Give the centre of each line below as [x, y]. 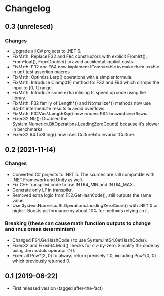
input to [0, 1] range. [33, 87]
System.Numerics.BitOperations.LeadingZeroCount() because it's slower [85, 124]
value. [18, 200]
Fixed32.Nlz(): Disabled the [40, 118]
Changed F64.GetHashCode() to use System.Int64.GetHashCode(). [80, 240]
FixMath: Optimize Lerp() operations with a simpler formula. [72, 77]
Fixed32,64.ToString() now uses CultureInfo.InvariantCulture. [74, 134]
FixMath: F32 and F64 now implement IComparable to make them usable [85, 67]
